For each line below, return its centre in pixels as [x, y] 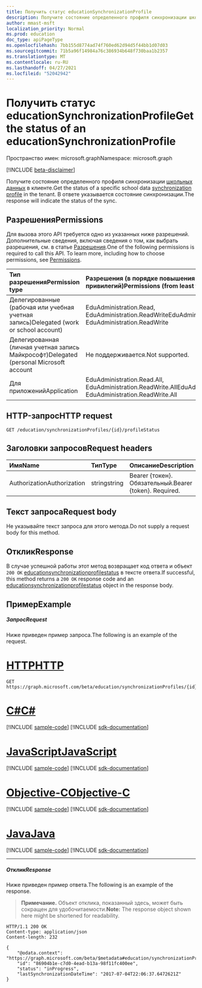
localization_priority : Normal [45, 29]
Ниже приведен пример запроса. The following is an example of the [92, 635]
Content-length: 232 [32, 937]
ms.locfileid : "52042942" [38, 73]
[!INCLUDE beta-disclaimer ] [41, 170]
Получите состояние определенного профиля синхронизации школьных [99, 182]
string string [107, 483]
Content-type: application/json [47, 932]
